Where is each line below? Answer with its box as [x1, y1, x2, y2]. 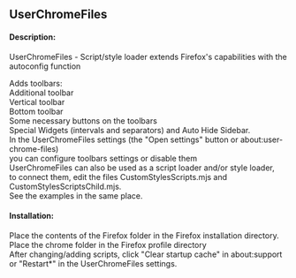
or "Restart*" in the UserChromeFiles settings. [9, 258, 178, 268]
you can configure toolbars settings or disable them [9, 153, 197, 163]
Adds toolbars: [9, 78, 64, 88]
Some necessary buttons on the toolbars [9, 115, 157, 126]
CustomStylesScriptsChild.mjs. [9, 181, 122, 192]
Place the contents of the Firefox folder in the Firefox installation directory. [9, 229, 280, 241]
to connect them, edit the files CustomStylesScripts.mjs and [9, 171, 228, 182]
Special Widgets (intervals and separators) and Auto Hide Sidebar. [9, 124, 251, 135]
